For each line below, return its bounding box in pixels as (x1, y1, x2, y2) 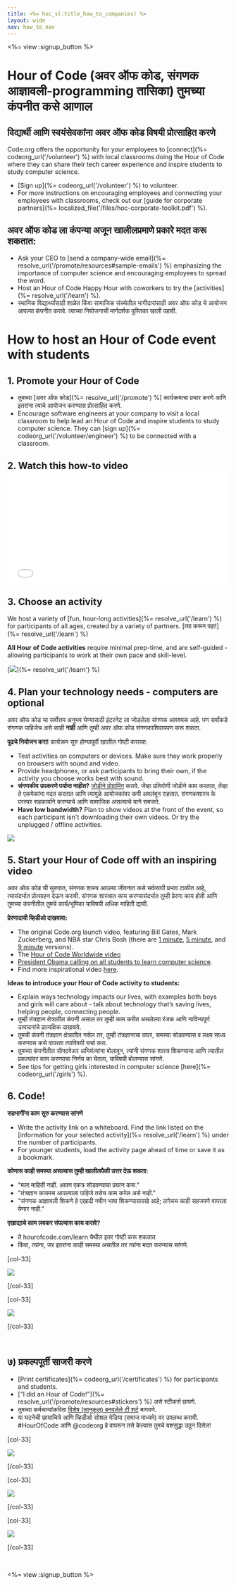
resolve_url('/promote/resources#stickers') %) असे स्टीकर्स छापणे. (17, 1397, 197, 1406)
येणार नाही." (17, 1204, 44, 1213)
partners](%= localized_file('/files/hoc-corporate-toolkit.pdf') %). (17, 204, 208, 212)
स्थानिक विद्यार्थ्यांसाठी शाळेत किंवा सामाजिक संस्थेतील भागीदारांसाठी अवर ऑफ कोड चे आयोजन (17, 299, 228, 307)
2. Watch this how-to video (7, 459, 129, 472)
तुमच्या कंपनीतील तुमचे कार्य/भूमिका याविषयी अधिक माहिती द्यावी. (7, 899, 149, 908)
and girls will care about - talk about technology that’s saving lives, (17, 1000, 211, 1009)
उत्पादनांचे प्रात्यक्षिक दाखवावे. (17, 1023, 82, 1032)
